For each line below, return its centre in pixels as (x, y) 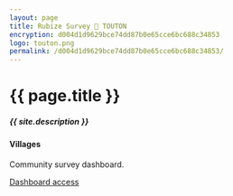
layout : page (34, 18)
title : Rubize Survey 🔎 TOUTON (68, 26)
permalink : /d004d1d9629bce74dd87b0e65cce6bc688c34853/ (116, 51)
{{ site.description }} (49, 121)
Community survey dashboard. (67, 164)
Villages (25, 145)
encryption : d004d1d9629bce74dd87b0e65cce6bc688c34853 (115, 34)
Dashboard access (44, 182)
